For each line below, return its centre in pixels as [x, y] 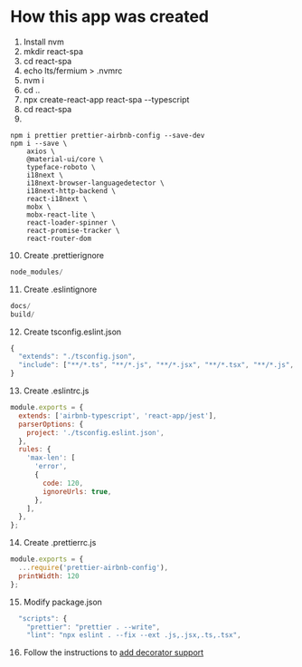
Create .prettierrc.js [60, 543]
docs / [20, 305]
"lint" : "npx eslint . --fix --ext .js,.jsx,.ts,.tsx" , [134, 635]
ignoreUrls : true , [77, 491]
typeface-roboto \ [61, 167]
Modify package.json [63, 602]
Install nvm [43, 42]
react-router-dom [59, 238]
